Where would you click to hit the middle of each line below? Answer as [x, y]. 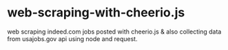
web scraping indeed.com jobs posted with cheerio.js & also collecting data [114, 32]
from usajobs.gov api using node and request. [72, 38]
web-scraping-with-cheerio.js [96, 13]
